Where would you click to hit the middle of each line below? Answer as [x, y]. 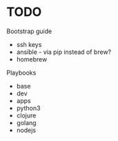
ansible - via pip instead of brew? [64, 52]
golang [26, 122]
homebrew [32, 59]
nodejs [26, 130]
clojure [26, 115]
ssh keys [29, 44]
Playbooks [21, 73]
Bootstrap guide [29, 31]
